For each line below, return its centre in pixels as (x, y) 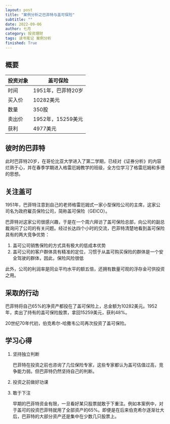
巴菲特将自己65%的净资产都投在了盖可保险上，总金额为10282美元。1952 (81, 306)
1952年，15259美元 (58, 119)
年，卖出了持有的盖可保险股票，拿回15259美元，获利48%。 (68, 312)
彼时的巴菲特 (25, 148)
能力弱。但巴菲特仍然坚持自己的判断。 (57, 371)
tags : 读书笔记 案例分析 (28, 39)
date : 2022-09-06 (24, 24)
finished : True (21, 43)
